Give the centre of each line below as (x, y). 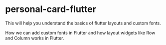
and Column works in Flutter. (35, 38)
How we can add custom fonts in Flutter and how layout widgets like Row (80, 32)
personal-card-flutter (51, 9)
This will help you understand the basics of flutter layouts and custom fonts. (83, 23)
